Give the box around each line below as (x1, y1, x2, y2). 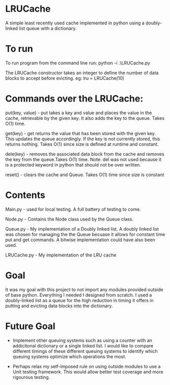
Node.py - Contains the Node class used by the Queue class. (5, 216, 134, 222)
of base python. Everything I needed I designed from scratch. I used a (5, 292, 152, 298)
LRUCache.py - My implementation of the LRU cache (5, 252, 117, 258)
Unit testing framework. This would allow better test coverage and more (12, 369, 164, 375)
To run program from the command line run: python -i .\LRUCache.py (5, 59, 150, 66)
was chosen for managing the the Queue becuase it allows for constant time (5, 231, 165, 237)
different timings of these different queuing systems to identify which (12, 348, 158, 354)
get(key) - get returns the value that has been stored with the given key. (5, 130, 156, 136)
